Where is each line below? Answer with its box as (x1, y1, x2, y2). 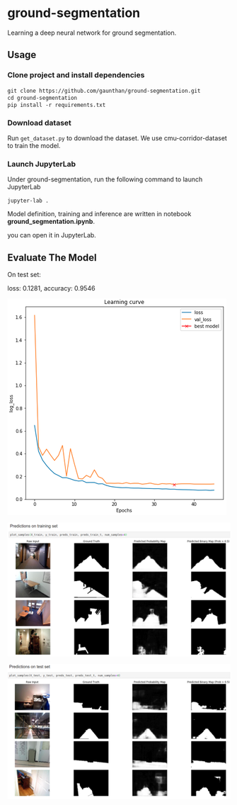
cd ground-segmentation (7, 94, 78, 101)
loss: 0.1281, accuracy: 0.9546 (7, 284, 96, 293)
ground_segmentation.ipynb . (7, 218, 96, 226)
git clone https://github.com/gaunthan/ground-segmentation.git (7, 87, 201, 94)
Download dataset (7, 118, 72, 128)
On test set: (7, 271, 41, 279)
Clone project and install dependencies (7, 70, 145, 80)
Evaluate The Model (7, 252, 97, 264)
